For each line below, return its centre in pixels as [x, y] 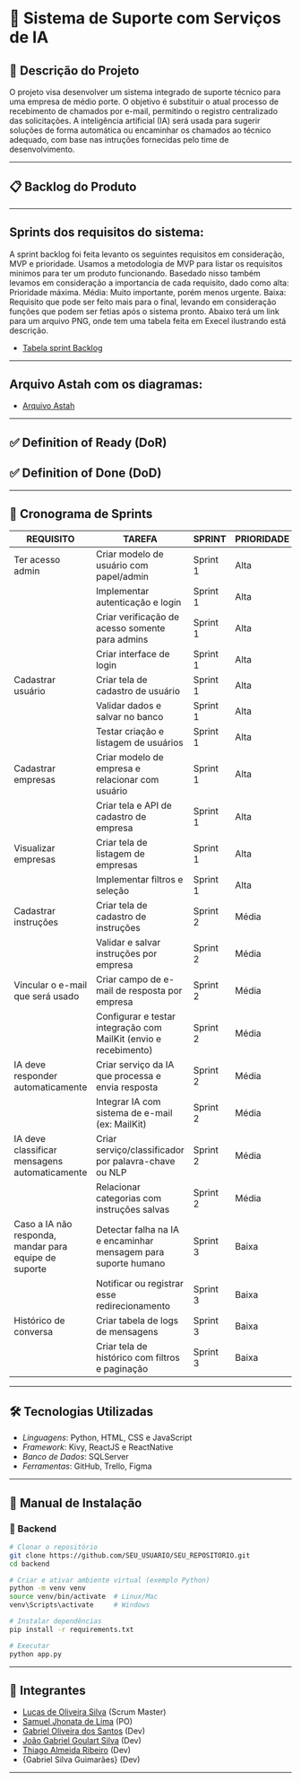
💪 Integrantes [48, 1690]
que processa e [128, 1076]
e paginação [122, 1369]
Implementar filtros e [139, 880]
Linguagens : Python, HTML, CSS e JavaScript [107, 1438]
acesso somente [130, 628]
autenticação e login [138, 602]
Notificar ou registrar [139, 1284]
